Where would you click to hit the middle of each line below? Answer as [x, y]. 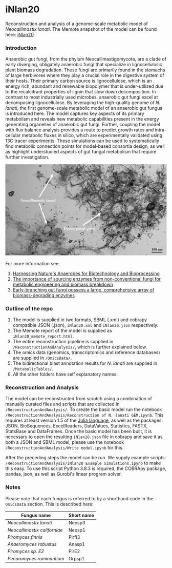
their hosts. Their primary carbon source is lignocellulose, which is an [79, 81]
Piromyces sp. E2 [26, 551]
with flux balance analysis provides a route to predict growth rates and [80, 130]
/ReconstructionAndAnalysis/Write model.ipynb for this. [64, 448]
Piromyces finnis [25, 537]
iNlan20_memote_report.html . [43, 336]
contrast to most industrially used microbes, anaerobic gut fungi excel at [82, 97]
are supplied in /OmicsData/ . [42, 358]
